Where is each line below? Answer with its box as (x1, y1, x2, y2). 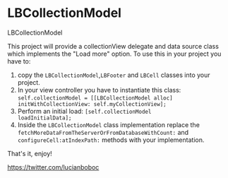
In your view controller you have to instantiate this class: (17, 85, 181, 94)
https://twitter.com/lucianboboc (7, 162, 100, 171)
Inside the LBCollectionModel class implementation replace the (17, 120, 200, 129)
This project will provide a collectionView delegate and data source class (7, 42, 219, 50)
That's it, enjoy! (7, 149, 53, 158)
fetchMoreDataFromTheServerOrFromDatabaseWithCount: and (17, 128, 189, 136)
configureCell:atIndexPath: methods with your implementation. (17, 136, 205, 144)
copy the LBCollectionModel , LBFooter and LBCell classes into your (17, 71, 210, 79)
